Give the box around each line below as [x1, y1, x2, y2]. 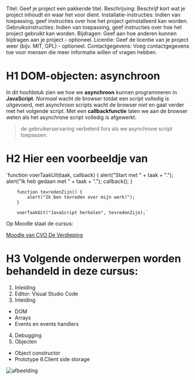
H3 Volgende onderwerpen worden [6, 252, 181, 265]
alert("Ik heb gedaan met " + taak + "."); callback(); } [6, 178, 133, 185]
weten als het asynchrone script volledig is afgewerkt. [6, 114, 137, 121]
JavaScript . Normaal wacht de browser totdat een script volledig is [6, 95, 169, 102]
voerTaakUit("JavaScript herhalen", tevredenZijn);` [16, 209, 149, 215]
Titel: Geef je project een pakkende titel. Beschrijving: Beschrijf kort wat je [6, 5, 186, 12]
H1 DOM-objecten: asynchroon [6, 69, 160, 83]
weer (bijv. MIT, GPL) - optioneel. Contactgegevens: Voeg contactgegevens [6, 42, 190, 49]
